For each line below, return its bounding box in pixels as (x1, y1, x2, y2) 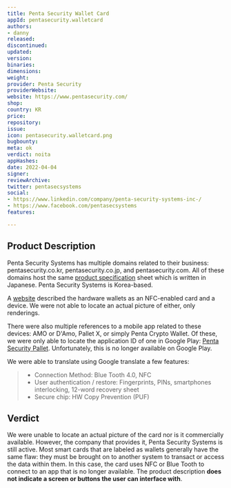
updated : (7, 49, 32, 56)
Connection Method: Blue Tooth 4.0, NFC (34, 370, 152, 379)
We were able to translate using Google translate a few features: (7, 357, 190, 365)
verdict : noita (7, 151, 51, 159)
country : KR (7, 106, 41, 113)
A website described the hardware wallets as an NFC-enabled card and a (7, 294, 215, 302)
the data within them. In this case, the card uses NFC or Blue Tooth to (7, 460, 205, 469)
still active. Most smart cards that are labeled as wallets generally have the (7, 445, 219, 454)
